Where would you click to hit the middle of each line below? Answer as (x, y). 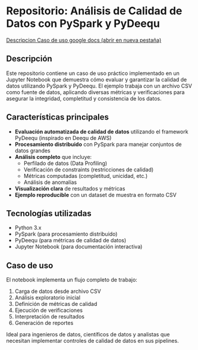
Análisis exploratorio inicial (48, 298)
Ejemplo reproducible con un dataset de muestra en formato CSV (95, 195)
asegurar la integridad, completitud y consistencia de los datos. (84, 98)
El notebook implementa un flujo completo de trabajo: (72, 280)
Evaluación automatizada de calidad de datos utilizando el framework (101, 132)
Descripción (29, 59)
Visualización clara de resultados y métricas (70, 188)
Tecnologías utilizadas (49, 213)
